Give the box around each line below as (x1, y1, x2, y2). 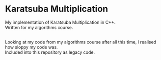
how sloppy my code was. (5, 44, 58, 50)
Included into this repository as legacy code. (5, 49, 95, 55)
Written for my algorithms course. (5, 24, 73, 30)
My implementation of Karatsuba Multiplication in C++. (5, 19, 116, 25)
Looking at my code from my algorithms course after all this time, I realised (5, 39, 157, 45)
